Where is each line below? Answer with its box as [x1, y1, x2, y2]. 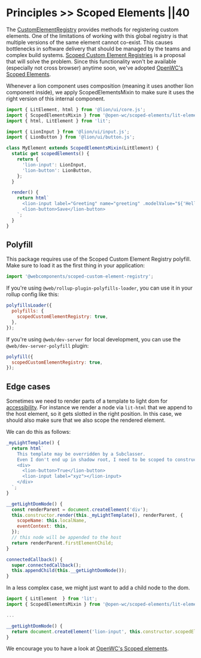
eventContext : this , [17, 523, 68, 529]
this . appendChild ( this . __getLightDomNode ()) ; [11, 568, 127, 574]
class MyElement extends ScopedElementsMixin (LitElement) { [6, 145, 160, 151]
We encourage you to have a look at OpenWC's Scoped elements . [6, 645, 169, 652]
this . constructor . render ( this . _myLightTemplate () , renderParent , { [11, 512, 184, 518]
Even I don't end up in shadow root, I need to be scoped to [17, 457, 172, 463]
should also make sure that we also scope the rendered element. [6, 416, 166, 424]
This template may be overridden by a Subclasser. [17, 451, 146, 457]
